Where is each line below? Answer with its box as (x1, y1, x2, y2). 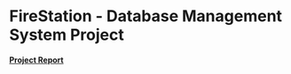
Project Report (9, 55, 64, 65)
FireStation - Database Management (9, 6, 282, 26)
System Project (9, 25, 124, 45)
